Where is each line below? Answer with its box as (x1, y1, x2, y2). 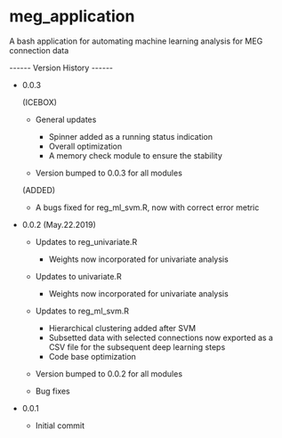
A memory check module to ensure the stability (48, 150, 222, 161)
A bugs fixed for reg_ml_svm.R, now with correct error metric (35, 202, 260, 213)
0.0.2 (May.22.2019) (21, 219, 96, 230)
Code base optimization (48, 351, 136, 361)
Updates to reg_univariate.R (35, 236, 138, 247)
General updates (35, 114, 97, 125)
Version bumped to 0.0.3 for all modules (35, 167, 182, 178)
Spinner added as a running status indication (48, 131, 214, 142)
